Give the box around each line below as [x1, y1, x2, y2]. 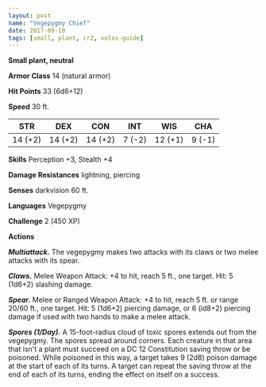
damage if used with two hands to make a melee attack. [8, 312, 191, 322]
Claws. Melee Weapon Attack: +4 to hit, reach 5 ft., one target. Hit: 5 [8, 272, 233, 281]
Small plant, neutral [8, 56, 74, 65]
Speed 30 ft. [8, 102, 50, 111]
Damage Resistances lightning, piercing [8, 170, 141, 180]
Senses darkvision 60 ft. [8, 186, 89, 195]
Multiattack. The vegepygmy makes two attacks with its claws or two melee [8, 248, 259, 257]
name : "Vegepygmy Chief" [8, 19, 91, 27]
